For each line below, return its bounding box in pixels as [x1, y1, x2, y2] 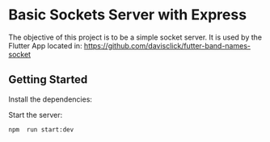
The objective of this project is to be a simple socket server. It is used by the [8, 32, 263, 42]
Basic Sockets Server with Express [8, 6, 247, 24]
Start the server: [8, 110, 63, 119]
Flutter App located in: [8, 40, 82, 50]
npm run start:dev [8, 125, 74, 134]
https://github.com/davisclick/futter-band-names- [83, 40, 251, 50]
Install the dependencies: [8, 94, 93, 104]
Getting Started [8, 73, 88, 86]
